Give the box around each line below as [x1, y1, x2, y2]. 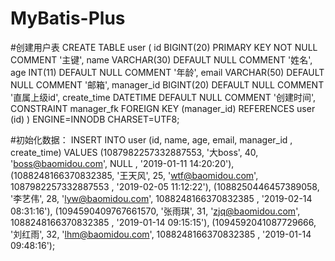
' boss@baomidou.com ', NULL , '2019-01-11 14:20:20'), [10, 157, 235, 169]
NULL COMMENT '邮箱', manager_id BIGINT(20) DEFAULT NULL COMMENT [10, 78, 325, 91]
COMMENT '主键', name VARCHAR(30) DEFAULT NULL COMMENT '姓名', [10, 53, 313, 66]
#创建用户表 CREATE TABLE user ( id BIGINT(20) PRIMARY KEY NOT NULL [10, 41, 318, 53]
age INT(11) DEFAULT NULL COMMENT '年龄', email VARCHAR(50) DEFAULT [10, 66, 325, 78]
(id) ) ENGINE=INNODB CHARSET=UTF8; [10, 113, 180, 125]
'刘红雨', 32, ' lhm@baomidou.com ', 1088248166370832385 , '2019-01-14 [10, 228, 312, 240]
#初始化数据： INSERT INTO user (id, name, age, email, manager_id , [10, 133, 293, 146]
